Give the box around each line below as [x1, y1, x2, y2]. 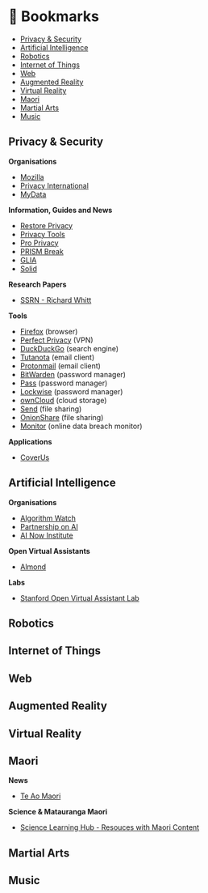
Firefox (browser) [19, 326, 78, 336]
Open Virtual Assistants [8, 546, 90, 555]
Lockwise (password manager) [19, 386, 123, 396]
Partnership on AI [19, 521, 78, 531]
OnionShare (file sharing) [19, 412, 104, 422]
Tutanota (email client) [19, 352, 95, 362]
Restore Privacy [19, 220, 73, 230]
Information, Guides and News [8, 205, 113, 215]
